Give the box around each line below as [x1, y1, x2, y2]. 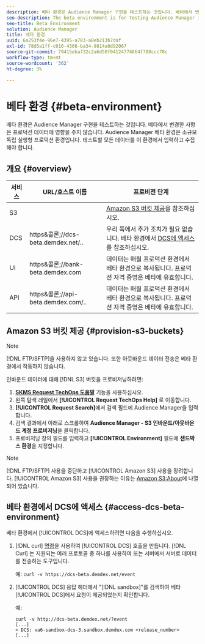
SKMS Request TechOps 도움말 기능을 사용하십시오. [15, 388, 143, 395]
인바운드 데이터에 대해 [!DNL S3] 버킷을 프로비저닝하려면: [6, 375, 143, 383]
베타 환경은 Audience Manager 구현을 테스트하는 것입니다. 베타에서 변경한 [6, 121, 184, 129]
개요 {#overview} [6, 163, 72, 174]
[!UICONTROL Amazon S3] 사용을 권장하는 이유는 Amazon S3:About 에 [14, 474, 187, 482]
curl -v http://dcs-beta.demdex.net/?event [15, 616, 128, 622]
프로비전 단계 [133, 188, 169, 197]
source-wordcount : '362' [6, 60, 70, 66]
